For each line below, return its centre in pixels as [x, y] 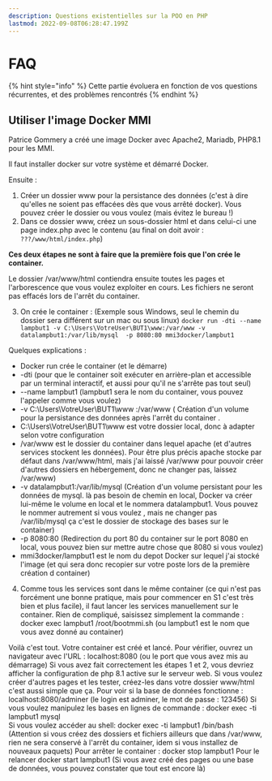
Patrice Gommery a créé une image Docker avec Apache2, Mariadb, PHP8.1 [135, 140]
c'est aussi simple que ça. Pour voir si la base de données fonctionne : [126, 691]
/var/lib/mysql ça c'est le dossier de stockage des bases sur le [124, 521]
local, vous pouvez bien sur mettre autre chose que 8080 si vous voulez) [142, 547]
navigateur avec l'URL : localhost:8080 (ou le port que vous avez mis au [128, 656]
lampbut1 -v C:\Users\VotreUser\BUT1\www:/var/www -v [113, 328]
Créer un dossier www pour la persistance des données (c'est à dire [134, 196]
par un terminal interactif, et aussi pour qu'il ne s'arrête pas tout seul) [136, 383]
